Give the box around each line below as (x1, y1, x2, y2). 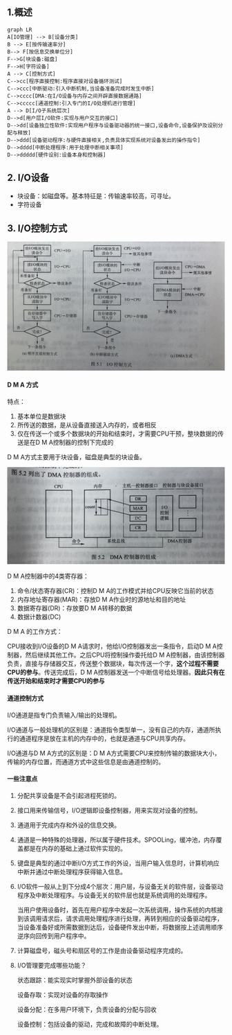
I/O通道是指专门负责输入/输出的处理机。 (7, 711, 121, 719)
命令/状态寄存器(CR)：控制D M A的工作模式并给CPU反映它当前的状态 (17, 587, 214, 595)
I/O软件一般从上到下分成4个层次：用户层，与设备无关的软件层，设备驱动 (17, 882, 224, 890)
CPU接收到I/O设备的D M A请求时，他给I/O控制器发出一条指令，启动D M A (7, 642, 217, 651)
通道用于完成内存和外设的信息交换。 (17, 820, 121, 829)
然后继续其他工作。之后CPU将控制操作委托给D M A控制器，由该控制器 (25, 651, 225, 660)
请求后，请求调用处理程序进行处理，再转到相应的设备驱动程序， (41, 914, 223, 923)
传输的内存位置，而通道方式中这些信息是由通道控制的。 (7, 757, 164, 766)
